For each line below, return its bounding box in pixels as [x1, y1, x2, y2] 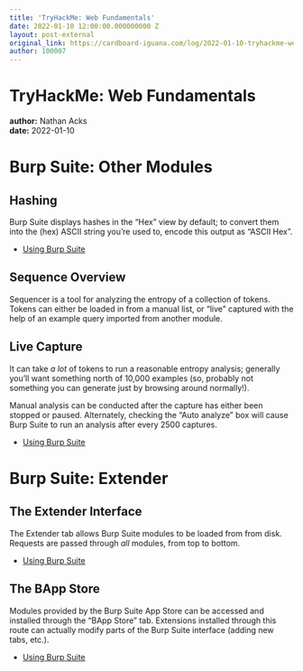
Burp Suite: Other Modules [9, 157, 214, 177]
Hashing [9, 192, 58, 208]
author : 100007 [9, 47, 67, 56]
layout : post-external [9, 30, 95, 39]
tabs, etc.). [9, 634, 50, 645]
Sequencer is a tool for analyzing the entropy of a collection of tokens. [9, 294, 271, 304]
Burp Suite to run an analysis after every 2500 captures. [9, 419, 218, 430]
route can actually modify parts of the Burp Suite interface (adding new [9, 624, 274, 635]
